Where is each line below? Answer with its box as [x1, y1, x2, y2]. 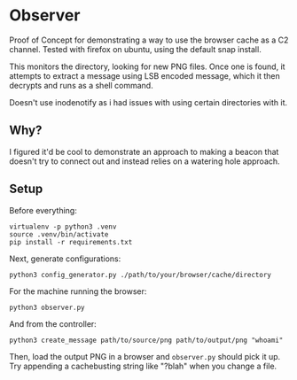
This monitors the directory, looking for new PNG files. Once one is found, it [9, 61, 285, 72]
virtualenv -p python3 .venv [9, 222, 117, 231]
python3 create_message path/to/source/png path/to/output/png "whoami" [9, 336, 284, 345]
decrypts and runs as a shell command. [9, 80, 153, 90]
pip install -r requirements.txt [9, 237, 133, 246]
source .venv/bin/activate [9, 229, 109, 239]
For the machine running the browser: [9, 285, 147, 297]
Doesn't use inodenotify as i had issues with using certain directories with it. [9, 97, 288, 107]
